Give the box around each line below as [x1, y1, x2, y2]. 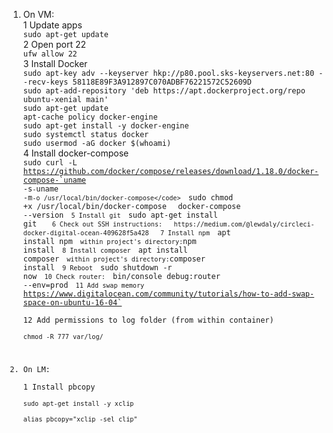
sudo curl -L [22, 158, 78, 168]
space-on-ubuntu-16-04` [22, 298, 123, 308]
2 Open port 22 [22, 39, 86, 50]
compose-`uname [22, 175, 87, 185]
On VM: [22, 9, 55, 20]
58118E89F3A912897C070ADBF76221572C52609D [72, 77, 252, 87]
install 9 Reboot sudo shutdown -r [22, 263, 173, 273]
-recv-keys [22, 77, 69, 87]
